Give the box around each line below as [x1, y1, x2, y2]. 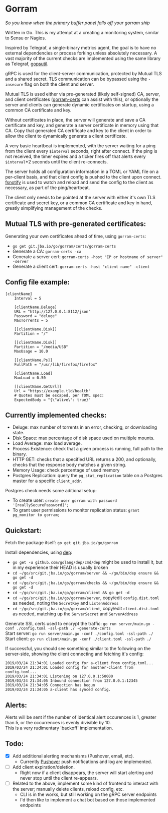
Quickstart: [5, 526, 42, 535]
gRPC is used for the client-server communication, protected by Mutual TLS [5, 70, 162, 76]
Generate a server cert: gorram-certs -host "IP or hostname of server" [12, 253, 163, 260]
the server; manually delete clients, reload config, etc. [12, 786, 124, 792]
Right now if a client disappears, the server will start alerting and [20, 770, 153, 776]
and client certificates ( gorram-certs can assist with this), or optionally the [5, 96, 159, 102]
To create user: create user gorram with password [12, 497, 117, 503]
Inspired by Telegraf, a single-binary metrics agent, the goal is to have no [5, 44, 156, 50]
